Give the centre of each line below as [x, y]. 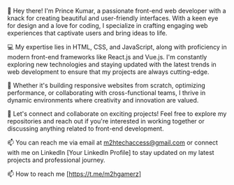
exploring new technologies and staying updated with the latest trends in [112, 64]
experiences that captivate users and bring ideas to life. [87, 33]
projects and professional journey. [56, 160]
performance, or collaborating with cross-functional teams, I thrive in [107, 93]
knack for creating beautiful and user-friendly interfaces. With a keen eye [113, 18]
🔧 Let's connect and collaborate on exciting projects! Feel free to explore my [117, 114]
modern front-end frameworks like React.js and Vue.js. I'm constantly [107, 57]
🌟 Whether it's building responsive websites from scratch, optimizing [107, 85]
